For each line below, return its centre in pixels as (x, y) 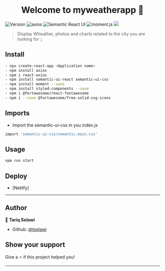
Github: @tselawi (29, 229)
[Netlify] (21, 188)
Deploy (16, 176)
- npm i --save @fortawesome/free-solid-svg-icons (58, 98)
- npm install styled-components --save (47, 89)
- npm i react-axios (26, 75)
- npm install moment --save (35, 84)
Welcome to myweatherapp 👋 (82, 10)
